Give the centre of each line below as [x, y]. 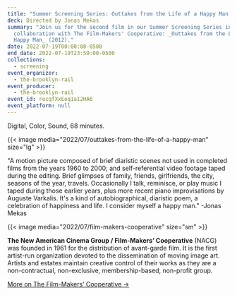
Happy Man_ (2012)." [44, 40]
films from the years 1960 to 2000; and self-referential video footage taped [116, 168]
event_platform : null [39, 106]
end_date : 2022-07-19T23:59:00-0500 [61, 54]
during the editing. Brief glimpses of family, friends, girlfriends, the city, [111, 175]
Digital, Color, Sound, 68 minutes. [56, 126]
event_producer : [31, 86]
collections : [26, 60]
